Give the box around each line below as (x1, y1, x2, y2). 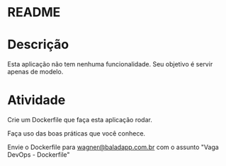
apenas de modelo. (7, 68, 64, 76)
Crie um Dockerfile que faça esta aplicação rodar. (7, 116, 152, 124)
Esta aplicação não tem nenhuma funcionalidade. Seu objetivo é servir (7, 60, 213, 69)
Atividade (7, 93, 66, 108)
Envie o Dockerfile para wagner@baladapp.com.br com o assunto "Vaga (7, 143, 220, 152)
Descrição (7, 37, 69, 53)
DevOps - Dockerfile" (7, 150, 70, 159)
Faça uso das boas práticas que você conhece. (7, 129, 146, 138)
